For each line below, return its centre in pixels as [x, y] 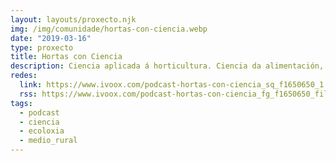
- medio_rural [48, 141]
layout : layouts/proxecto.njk [73, 19]
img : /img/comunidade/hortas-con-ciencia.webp [109, 29]
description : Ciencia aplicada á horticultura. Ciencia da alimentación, [167, 66]
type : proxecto [42, 47]
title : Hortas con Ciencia [66, 57]
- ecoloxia [42, 131]
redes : [24, 76]
